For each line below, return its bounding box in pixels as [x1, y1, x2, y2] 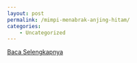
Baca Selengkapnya [7, 48, 64, 56]
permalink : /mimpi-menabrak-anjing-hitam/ [7, 16, 130, 23]
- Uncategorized [19, 29, 66, 36]
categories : [7, 23, 41, 29]
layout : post [7, 10, 45, 17]
